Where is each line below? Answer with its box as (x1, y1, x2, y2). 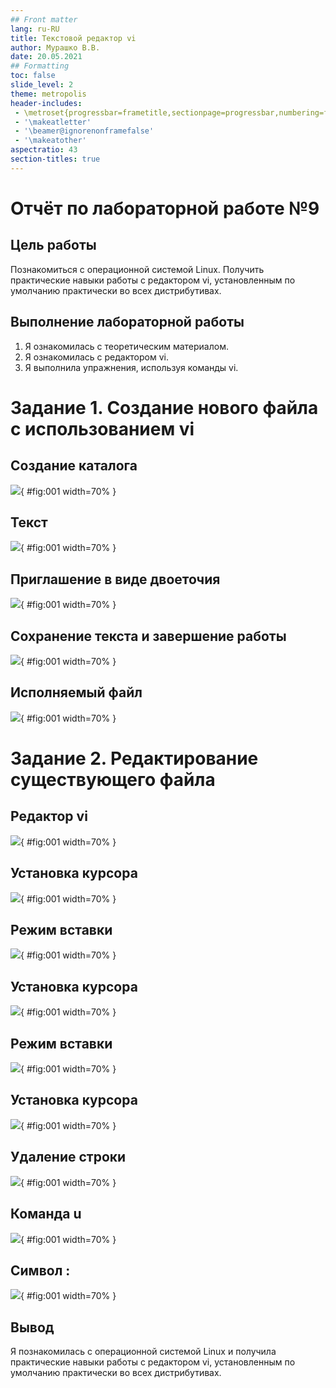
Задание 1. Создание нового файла (10, 396, 319, 419)
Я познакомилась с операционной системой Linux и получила (10, 1346, 277, 1358)
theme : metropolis (10, 89, 87, 99)
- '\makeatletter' (14, 117, 92, 127)
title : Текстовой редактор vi (10, 33, 137, 43)
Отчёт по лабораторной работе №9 (10, 197, 320, 220)
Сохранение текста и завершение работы (10, 627, 287, 645)
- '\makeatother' (14, 136, 87, 146)
